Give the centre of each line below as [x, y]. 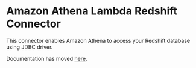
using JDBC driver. [30, 47]
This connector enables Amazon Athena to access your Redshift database [98, 40]
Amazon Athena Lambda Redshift [92, 11]
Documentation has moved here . [47, 58]
